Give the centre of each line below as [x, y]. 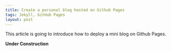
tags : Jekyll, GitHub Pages [35, 15]
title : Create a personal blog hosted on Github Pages [65, 10]
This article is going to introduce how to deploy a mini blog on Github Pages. [86, 34]
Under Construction [27, 44]
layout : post [19, 19]
